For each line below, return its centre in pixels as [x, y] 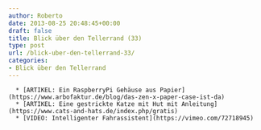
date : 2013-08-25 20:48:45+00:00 [64, 23]
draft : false [30, 30]
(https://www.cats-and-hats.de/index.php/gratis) [93, 111]
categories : [28, 61]
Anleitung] [199, 104]
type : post [27, 46]
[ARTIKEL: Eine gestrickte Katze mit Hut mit [101, 104]
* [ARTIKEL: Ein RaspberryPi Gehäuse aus [86, 90]
